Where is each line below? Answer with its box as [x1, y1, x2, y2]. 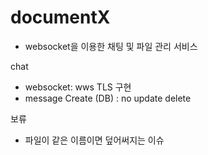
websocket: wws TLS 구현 [24, 81, 132, 93]
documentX [10, 6, 111, 29]
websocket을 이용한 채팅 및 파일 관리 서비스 [24, 40, 198, 52]
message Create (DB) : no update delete [24, 92, 192, 104]
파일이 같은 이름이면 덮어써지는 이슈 [24, 134, 165, 146]
